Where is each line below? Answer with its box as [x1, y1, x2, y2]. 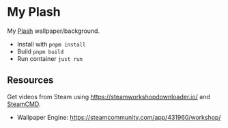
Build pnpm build [16, 47, 64, 55]
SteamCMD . [7, 100, 41, 108]
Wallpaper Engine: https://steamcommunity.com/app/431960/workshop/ [16, 113, 221, 121]
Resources [7, 75, 54, 86]
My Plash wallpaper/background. [7, 27, 100, 35]
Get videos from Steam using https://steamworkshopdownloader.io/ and [7, 92, 210, 101]
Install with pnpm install [16, 40, 86, 48]
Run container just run [16, 54, 83, 62]
